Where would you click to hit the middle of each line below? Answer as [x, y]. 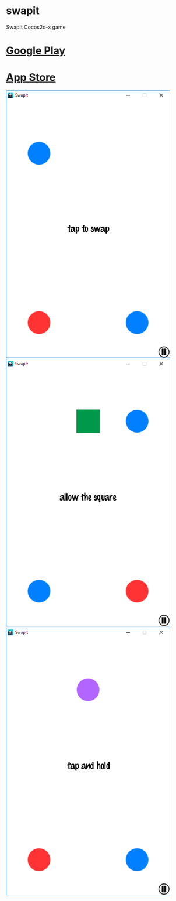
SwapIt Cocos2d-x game [36, 27]
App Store [31, 78]
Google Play [36, 51]
